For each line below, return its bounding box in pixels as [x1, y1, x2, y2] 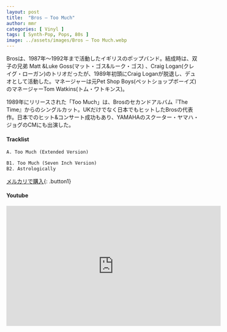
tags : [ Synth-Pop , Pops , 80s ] [6, 32, 89, 38]
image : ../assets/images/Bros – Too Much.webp [6, 37, 127, 43]
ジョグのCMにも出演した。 [6, 121, 75, 128]
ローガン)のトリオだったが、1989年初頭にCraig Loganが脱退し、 [22, 70, 185, 77]
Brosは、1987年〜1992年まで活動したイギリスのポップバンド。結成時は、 [6, 55, 192, 62]
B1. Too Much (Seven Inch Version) [6, 160, 97, 167]
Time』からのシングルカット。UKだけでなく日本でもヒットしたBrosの [6, 106, 182, 113]
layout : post [6, 9, 40, 15]
